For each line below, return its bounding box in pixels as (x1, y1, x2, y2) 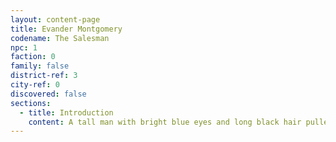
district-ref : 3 (10, 71, 78, 81)
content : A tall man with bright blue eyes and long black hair (28, 117, 302, 127)
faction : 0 (10, 52, 56, 62)
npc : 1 (10, 42, 38, 53)
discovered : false (10, 89, 87, 99)
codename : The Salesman (10, 33, 110, 43)
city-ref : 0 (10, 80, 60, 90)
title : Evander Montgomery (10, 24, 123, 34)
